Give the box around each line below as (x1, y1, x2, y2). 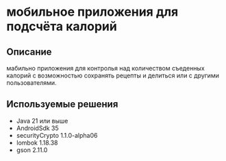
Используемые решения (6, 99, 118, 110)
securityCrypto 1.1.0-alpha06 (16, 131, 98, 139)
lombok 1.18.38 (16, 138, 58, 147)
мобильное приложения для (6, 4, 179, 20)
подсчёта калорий (6, 18, 117, 34)
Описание (6, 46, 52, 58)
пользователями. (6, 79, 57, 86)
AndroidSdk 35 (16, 124, 59, 132)
